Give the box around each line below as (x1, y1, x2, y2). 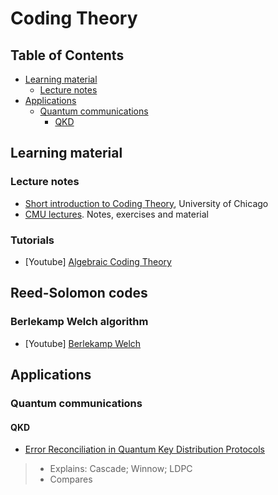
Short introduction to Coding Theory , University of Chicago (24, 197, 269, 209)
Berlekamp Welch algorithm (10, 315, 149, 329)
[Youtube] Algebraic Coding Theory (24, 255, 172, 267)
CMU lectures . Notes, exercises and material (24, 208, 209, 220)
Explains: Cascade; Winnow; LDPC (49, 463, 193, 475)
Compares (49, 473, 93, 486)
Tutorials (10, 233, 55, 247)
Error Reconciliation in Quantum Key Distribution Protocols (24, 443, 265, 456)
